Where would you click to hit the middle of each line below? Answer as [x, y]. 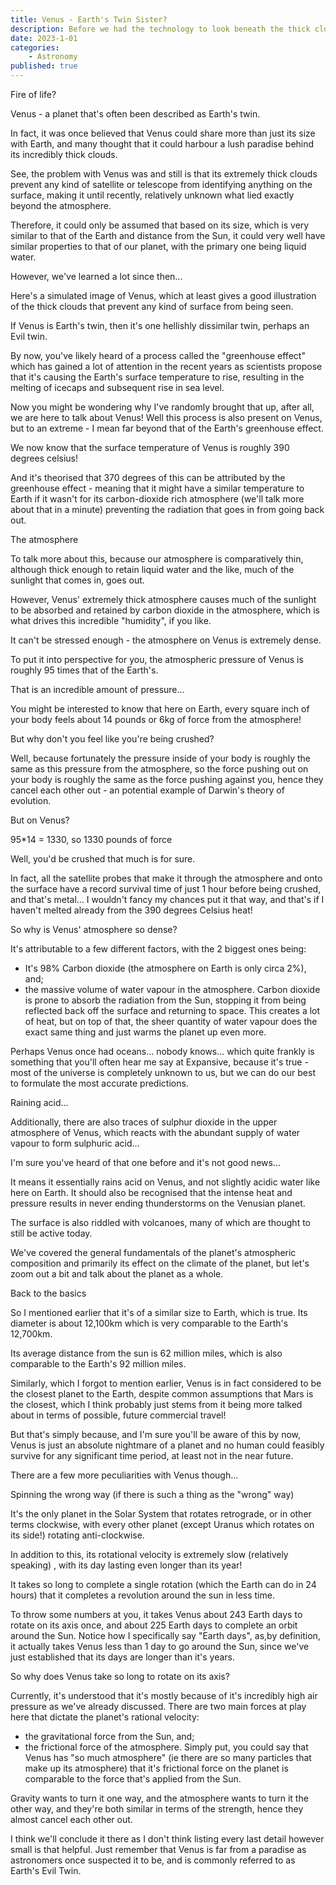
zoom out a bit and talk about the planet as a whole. [117, 1274]
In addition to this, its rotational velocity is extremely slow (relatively [149, 1554]
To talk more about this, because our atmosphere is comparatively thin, [157, 559]
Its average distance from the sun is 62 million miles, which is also [146, 1353]
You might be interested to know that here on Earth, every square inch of [160, 709]
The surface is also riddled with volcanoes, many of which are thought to [160, 1222]
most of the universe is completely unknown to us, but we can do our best [163, 1072]
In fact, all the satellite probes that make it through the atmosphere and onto [166, 878]
